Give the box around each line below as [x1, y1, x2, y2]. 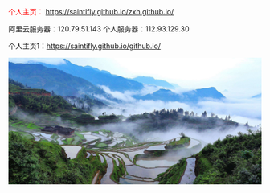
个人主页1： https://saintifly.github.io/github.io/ [8, 41, 162, 51]
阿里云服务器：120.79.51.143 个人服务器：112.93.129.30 [8, 24, 190, 34]
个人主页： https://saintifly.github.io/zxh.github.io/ [8, 7, 174, 16]
